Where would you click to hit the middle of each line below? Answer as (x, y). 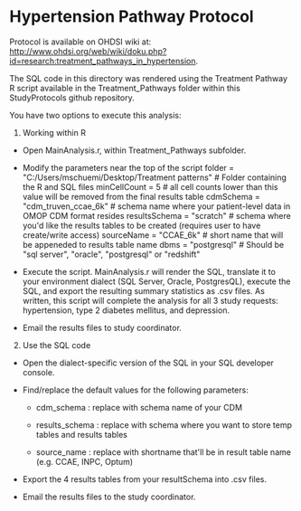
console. (38, 372)
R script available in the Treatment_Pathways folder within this (125, 88)
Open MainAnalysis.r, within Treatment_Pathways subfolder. (134, 150)
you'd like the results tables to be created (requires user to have (141, 225)
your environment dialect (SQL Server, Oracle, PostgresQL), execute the (156, 281)
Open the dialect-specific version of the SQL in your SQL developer (148, 363)
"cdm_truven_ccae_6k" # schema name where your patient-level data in (156, 206)
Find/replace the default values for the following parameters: (135, 390)
